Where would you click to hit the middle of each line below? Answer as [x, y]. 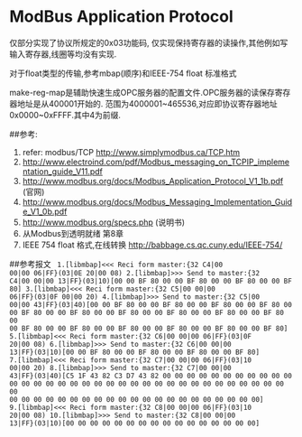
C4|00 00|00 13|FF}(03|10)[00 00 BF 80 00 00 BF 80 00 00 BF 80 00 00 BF [151, 281]
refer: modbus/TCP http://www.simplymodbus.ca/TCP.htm [131, 152]
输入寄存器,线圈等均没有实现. [63, 54]
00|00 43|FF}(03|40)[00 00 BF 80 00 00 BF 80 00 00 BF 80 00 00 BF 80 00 [151, 304]
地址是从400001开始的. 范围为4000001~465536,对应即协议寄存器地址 [147, 103]
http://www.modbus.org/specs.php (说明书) [103, 222]
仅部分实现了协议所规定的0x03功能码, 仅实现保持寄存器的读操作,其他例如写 [149, 42]
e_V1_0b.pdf [45, 211]
